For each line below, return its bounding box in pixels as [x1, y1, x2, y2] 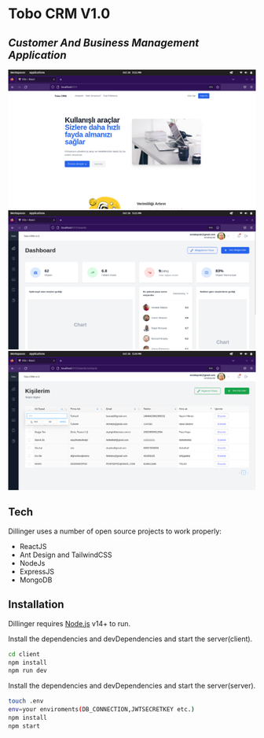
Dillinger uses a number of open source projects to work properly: [8, 526, 222, 536]
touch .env [8, 697, 44, 705]
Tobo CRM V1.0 [8, 5, 111, 23]
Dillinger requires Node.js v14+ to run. [8, 618, 131, 628]
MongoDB [19, 575, 53, 585]
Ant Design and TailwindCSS [19, 550, 112, 559]
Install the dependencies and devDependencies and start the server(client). [8, 634, 253, 644]
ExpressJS [19, 566, 55, 576]
